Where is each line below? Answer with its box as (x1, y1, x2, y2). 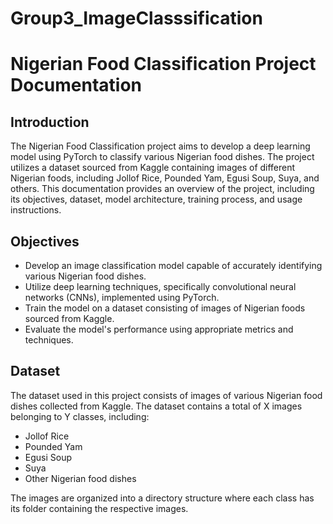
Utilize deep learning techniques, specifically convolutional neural (24, 281, 297, 292)
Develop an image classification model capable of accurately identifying (24, 260, 323, 271)
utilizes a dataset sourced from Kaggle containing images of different (10, 162, 296, 174)
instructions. (10, 204, 62, 216)
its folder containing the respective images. (10, 502, 189, 514)
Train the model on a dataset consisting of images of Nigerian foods (24, 302, 306, 314)
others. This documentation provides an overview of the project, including (10, 183, 315, 195)
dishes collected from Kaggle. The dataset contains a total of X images (10, 400, 303, 412)
